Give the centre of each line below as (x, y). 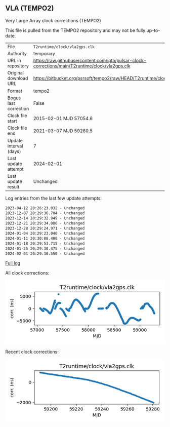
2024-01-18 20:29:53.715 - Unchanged (45, 243)
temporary (44, 53)
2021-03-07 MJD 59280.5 (63, 131)
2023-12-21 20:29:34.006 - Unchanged (45, 223)
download (18, 79)
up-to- (153, 30)
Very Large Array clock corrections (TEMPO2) (53, 20)
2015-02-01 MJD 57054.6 (63, 118)
